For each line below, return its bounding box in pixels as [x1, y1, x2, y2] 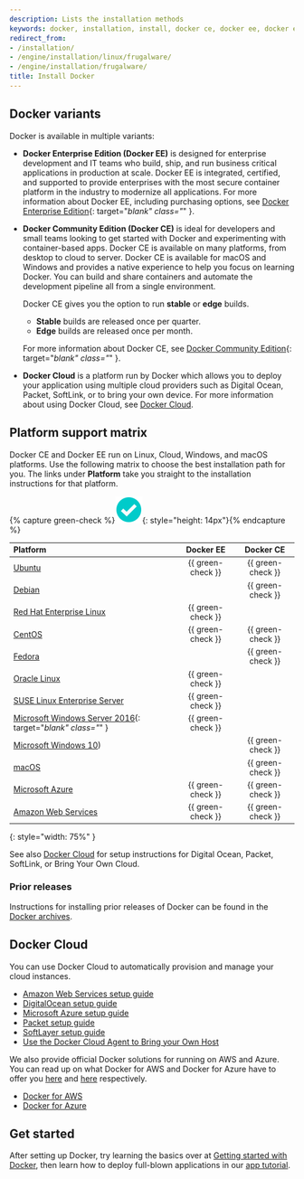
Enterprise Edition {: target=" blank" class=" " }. [22, 205, 195, 216]
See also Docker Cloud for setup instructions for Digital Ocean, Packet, [9, 848, 274, 859]
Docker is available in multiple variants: [9, 130, 156, 141]
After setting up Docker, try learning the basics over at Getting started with [9, 1150, 288, 1161]
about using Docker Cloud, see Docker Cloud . [22, 399, 195, 410]
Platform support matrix [9, 425, 147, 440]
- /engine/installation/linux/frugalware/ [9, 52, 172, 62]
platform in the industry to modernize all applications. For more [22, 186, 258, 197]
